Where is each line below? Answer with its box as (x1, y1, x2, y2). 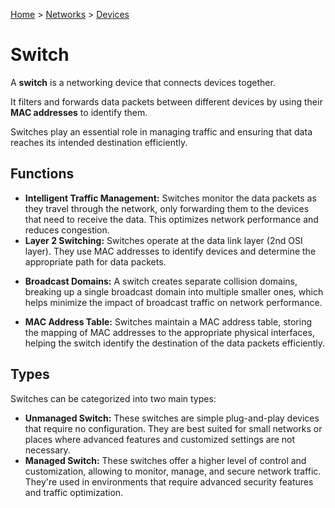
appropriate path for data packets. (24, 255, 167, 268)
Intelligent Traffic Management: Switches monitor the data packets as (24, 192, 317, 204)
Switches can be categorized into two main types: (10, 392, 217, 404)
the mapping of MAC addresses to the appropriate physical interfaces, (24, 326, 315, 338)
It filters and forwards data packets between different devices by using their (10, 95, 323, 108)
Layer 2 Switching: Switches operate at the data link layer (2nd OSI (24, 234, 303, 246)
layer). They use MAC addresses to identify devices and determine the (24, 245, 317, 257)
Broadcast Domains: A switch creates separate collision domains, (24, 275, 298, 287)
